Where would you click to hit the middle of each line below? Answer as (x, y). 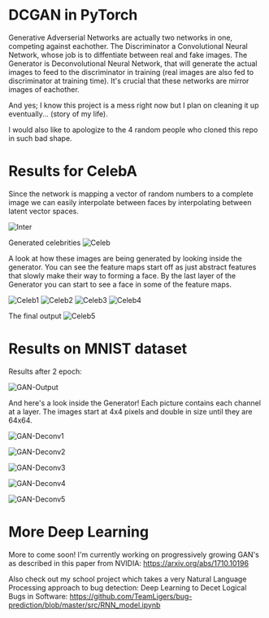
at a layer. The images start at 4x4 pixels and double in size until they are (130, 411)
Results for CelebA (73, 171)
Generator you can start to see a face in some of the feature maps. (120, 284)
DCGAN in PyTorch (73, 15)
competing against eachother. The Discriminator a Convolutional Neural (128, 46)
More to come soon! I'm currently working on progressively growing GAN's (134, 554)
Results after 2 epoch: (46, 371)
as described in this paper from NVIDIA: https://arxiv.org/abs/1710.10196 (129, 563)
